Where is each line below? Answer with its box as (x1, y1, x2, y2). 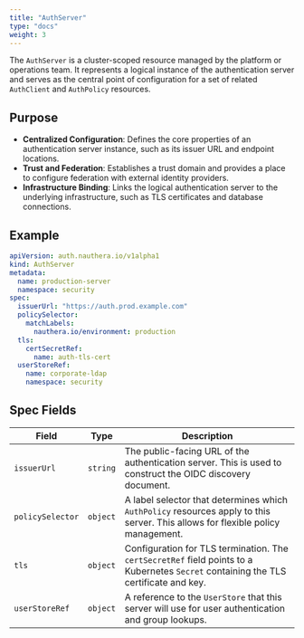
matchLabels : (25, 319, 75, 328)
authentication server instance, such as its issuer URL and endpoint (22, 144, 274, 155)
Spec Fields (9, 403, 77, 418)
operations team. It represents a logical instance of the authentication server (9, 64, 295, 75)
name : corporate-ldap (25, 369, 107, 378)
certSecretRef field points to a (124, 553, 253, 566)
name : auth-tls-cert (33, 352, 111, 362)
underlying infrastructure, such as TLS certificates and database (22, 192, 264, 203)
